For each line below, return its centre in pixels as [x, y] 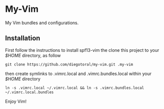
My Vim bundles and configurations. [42, 23]
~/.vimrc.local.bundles [30, 92]
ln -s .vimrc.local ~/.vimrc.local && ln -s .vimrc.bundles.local [75, 88]
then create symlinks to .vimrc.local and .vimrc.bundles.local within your [78, 73]
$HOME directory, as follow [33, 55]
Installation [23, 38]
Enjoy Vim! [16, 101]
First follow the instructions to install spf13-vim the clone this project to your [82, 50]
